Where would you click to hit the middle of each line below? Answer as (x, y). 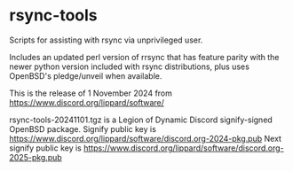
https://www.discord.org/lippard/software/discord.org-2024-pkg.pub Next (146, 138)
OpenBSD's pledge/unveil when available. (86, 75)
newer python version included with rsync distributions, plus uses (130, 66)
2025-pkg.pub (36, 157)
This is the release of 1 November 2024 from (91, 93)
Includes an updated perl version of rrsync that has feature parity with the (144, 57)
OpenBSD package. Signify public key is (83, 128)
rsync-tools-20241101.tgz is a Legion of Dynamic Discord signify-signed (141, 120)
